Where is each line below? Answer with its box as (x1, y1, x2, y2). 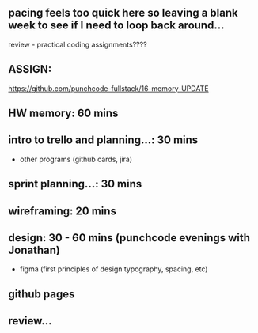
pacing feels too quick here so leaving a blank (8, 6, 239, 20)
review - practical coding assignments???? (8, 40, 148, 49)
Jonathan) (8, 244, 61, 256)
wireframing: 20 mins (8, 204, 117, 218)
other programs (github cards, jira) (19, 154, 133, 164)
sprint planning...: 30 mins (8, 177, 142, 191)
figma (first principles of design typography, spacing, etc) (19, 264, 208, 274)
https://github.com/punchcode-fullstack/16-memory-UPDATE (8, 83, 209, 93)
